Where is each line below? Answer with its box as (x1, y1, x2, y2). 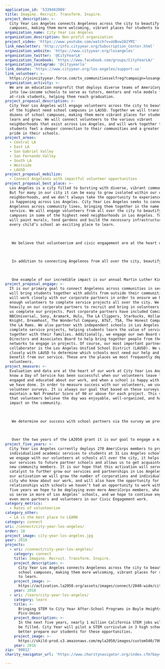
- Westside (9, 163, 32, 168)
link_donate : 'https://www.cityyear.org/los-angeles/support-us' (5, 67, 141, 72)
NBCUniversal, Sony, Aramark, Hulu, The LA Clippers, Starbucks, (9, 313, 146, 319)
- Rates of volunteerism (9, 506, 60, 511)
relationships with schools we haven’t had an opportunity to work (9, 483, 151, 487)
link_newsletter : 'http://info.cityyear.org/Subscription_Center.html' (5, 44, 155, 49)
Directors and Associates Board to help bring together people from (9, 336, 153, 341)
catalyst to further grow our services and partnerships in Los (9, 469, 144, 474)
